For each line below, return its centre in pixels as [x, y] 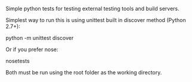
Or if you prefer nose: [32, 49]
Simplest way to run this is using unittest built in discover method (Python [96, 20]
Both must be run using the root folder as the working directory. [84, 72]
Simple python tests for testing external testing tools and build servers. [92, 9]
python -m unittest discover [40, 38]
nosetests [18, 61]
